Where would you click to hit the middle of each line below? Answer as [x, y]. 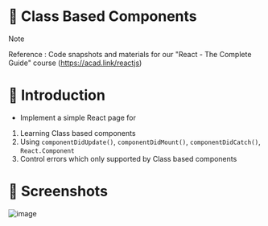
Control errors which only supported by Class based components [128, 158]
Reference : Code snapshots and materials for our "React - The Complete [130, 54]
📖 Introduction [57, 95]
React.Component [47, 151]
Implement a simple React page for [78, 117]
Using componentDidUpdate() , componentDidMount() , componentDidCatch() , [140, 142]
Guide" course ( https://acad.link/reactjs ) [75, 63]
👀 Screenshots [58, 191]
